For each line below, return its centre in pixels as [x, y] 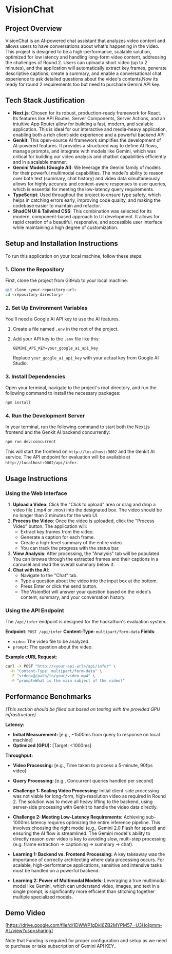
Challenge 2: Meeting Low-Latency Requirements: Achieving [79, 817]
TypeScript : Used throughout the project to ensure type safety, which [87, 195]
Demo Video [25, 913]
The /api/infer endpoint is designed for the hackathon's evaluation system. [86, 622]
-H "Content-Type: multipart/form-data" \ [56, 671]
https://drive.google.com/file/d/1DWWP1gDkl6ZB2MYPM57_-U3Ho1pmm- [85, 925]
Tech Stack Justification [45, 100]
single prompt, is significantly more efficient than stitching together [84, 891]
